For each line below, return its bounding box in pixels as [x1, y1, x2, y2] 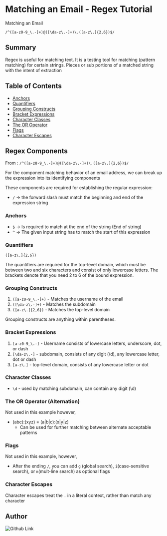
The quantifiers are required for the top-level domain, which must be [5, 261, 146, 267]
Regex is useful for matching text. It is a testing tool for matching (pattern [5, 57, 156, 63]
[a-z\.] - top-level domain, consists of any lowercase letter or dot [12, 361, 149, 367]
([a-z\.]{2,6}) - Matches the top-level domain [12, 307, 110, 313]
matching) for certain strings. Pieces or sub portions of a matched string [5, 62, 154, 68]
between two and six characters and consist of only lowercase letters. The [5, 267, 159, 273]
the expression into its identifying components [5, 175, 101, 181]
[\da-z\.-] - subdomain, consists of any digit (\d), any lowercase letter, [12, 351, 160, 357]
